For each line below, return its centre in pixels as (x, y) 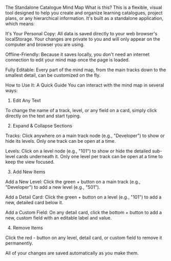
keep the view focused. (30, 162)
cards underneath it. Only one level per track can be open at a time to (89, 156)
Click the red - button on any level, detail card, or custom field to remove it (84, 238)
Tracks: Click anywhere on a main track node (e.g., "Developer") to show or (85, 136)
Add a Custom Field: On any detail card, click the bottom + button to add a (84, 212)
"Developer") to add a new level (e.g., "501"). (53, 187)
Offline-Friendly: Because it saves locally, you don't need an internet (78, 54)
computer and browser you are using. (45, 45)
